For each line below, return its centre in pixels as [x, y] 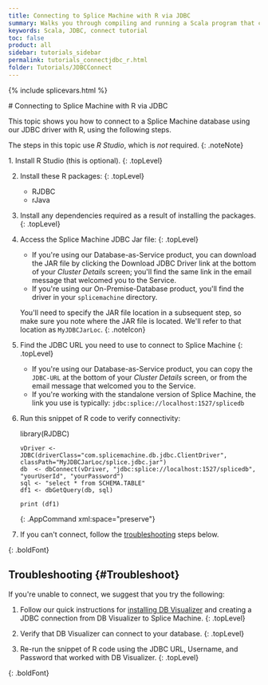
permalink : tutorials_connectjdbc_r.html [78, 61]
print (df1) [39, 504]
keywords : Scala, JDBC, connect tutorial [78, 30]
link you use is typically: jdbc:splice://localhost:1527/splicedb [138, 403]
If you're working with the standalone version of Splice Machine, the [144, 394]
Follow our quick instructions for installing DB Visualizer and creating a [136, 609]
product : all [30, 45]
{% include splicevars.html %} [58, 90]
